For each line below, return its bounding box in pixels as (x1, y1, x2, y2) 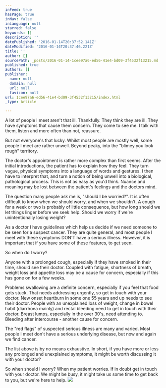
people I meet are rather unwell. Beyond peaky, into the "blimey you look (5, 143, 154, 149)
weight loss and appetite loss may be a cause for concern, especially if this (5, 270, 159, 276)
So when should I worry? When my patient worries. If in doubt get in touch (5, 366, 157, 372)
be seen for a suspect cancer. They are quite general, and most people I (5, 229, 153, 235)
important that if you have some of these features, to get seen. (5, 240, 133, 246)
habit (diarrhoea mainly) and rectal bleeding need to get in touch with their (5, 306, 157, 312)
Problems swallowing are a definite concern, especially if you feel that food (5, 284, 159, 290)
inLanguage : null (5, 21, 41, 26)
